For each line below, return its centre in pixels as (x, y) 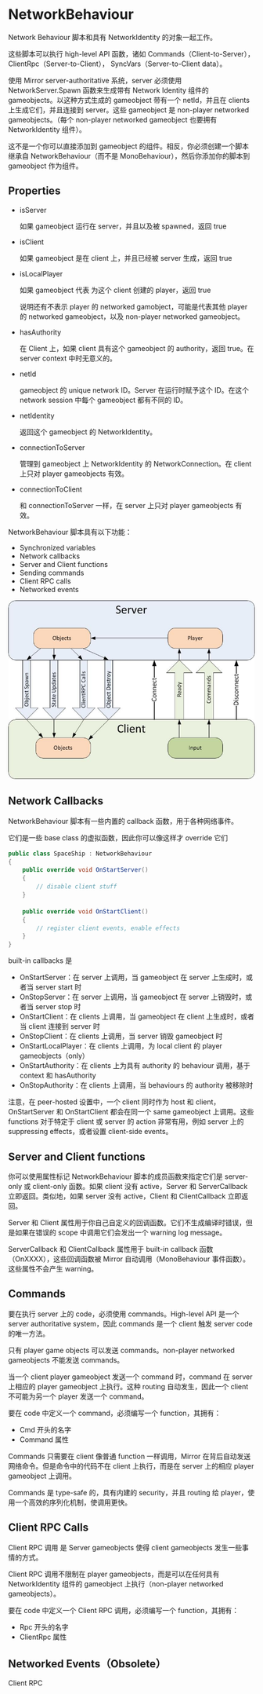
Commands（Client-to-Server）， (201, 53)
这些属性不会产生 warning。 (53, 1269)
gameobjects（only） (54, 1056)
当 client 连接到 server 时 (59, 1026)
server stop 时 (58, 1007)
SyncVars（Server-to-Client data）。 (169, 64)
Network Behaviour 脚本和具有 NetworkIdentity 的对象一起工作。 (113, 37)
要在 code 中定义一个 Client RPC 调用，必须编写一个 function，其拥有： (124, 1610)
